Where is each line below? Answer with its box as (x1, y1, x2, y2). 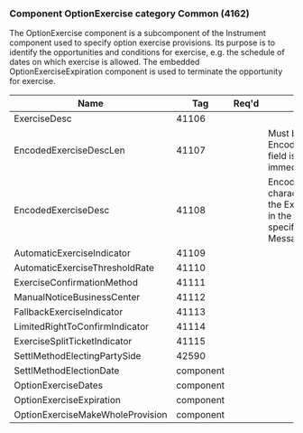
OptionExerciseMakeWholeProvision (14, 409, 168, 421)
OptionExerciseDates (14, 379, 104, 391)
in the (267, 210, 292, 222)
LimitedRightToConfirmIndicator (14, 320, 150, 333)
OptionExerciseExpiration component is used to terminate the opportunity (9, 66, 283, 77)
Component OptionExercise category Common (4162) (9, 7, 250, 20)
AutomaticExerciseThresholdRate (14, 261, 155, 274)
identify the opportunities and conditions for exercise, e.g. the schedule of (9, 47, 286, 58)
